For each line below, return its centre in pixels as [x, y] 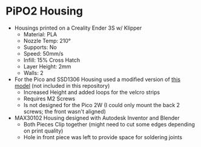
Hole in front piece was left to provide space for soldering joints [103, 137]
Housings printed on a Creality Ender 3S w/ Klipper [78, 28]
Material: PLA [40, 34]
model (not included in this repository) [62, 85]
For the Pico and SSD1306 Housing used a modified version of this [97, 79]
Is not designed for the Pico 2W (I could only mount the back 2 [101, 105]
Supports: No [40, 47]
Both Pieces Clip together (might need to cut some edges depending [109, 124]
